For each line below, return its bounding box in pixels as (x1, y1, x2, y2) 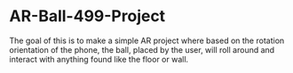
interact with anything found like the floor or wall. (9, 54, 189, 64)
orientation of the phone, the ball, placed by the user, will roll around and (9, 44, 275, 55)
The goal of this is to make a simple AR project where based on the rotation (9, 35, 285, 46)
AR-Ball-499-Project (9, 6, 166, 26)
